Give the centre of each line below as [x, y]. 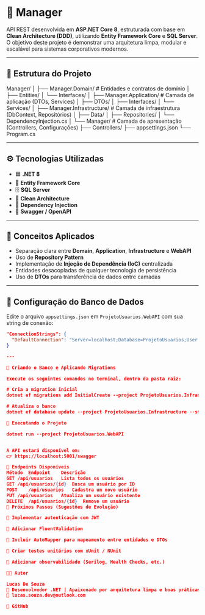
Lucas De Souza [26, 584]
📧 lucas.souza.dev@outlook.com [46, 595]
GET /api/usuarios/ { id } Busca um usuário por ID [71, 484]
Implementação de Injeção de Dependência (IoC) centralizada [94, 264]
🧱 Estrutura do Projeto [49, 74]
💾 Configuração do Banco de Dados [75, 302]
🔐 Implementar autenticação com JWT [53, 518]
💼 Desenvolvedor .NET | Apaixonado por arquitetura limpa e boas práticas [103, 590]
